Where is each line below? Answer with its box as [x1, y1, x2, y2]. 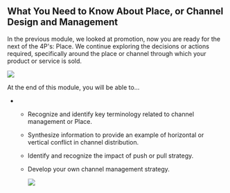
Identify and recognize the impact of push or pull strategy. [27, 151, 194, 160]
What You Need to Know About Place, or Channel [7, 6, 224, 17]
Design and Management [7, 17, 118, 28]
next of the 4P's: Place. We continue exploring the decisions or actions [7, 42, 210, 50]
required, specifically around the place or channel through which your [7, 49, 206, 57]
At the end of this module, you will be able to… [7, 83, 140, 91]
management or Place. [27, 117, 92, 125]
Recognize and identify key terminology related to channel [27, 110, 195, 118]
